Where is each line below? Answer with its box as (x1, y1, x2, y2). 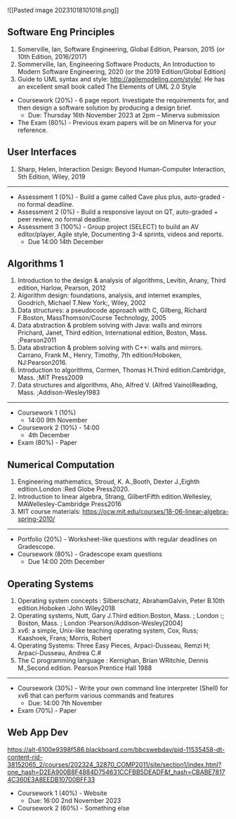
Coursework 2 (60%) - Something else (17, 804, 130, 812)
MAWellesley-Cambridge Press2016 (17, 500, 122, 508)
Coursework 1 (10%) (17, 408, 77, 417)
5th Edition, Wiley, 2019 (17, 172, 86, 181)
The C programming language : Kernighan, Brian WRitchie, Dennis (17, 657, 209, 665)
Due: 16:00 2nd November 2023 (27, 796, 122, 804)
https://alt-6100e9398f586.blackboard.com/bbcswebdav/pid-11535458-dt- (7, 745, 225, 754)
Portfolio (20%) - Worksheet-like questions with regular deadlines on (17, 535, 218, 543)
